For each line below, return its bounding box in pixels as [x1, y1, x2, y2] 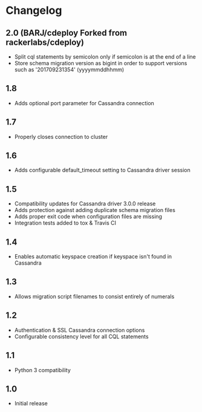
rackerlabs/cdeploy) [5, 37, 85, 47]
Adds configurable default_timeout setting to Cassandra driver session [14, 167, 191, 174]
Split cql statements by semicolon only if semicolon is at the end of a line [14, 53, 196, 60]
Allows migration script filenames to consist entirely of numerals [14, 292, 175, 300]
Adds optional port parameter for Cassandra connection [14, 99, 155, 106]
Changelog [5, 4, 62, 18]
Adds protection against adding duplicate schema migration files [14, 207, 176, 214]
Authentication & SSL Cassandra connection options [14, 326, 145, 333]
